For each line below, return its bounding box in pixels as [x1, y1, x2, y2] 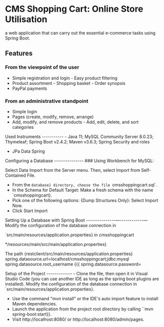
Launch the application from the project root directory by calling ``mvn [12, 306, 154, 312]
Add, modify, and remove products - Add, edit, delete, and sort [12, 119, 139, 125]
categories [12, 124, 34, 130]
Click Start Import [12, 207, 48, 213]
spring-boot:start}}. [12, 311, 52, 317]
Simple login [12, 108, 38, 114]
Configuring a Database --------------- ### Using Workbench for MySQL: [5, 158, 154, 163]
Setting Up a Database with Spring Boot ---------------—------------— [5, 217, 148, 223]
